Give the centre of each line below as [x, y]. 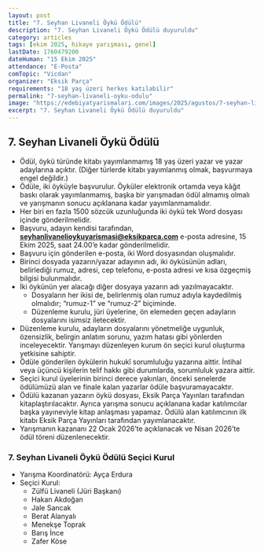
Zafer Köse [49, 541]
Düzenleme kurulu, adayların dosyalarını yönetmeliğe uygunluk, [122, 328]
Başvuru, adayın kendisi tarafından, [77, 228]
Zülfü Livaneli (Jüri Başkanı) [76, 491]
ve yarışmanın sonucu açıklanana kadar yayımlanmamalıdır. [115, 203]
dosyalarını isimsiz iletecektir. [79, 320]
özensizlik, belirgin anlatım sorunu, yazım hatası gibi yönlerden [121, 337]
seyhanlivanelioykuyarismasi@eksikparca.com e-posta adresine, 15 [133, 236]
